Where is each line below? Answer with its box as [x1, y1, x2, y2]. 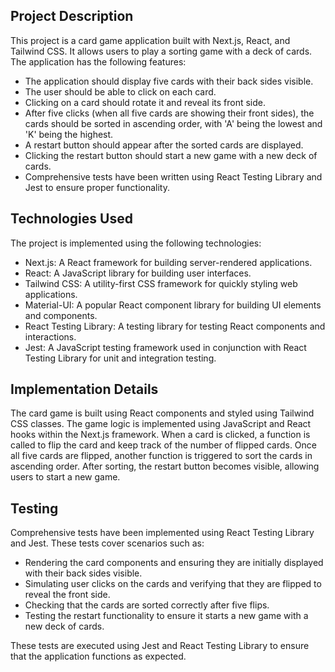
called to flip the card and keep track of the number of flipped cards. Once [10, 439, 317, 451]
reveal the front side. [24, 589, 111, 601]
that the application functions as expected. [10, 650, 187, 663]
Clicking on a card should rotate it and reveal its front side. [24, 96, 267, 108]
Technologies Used [10, 210, 133, 228]
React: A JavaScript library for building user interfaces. [24, 267, 252, 279]
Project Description [10, 8, 134, 25]
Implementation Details [10, 381, 159, 398]
